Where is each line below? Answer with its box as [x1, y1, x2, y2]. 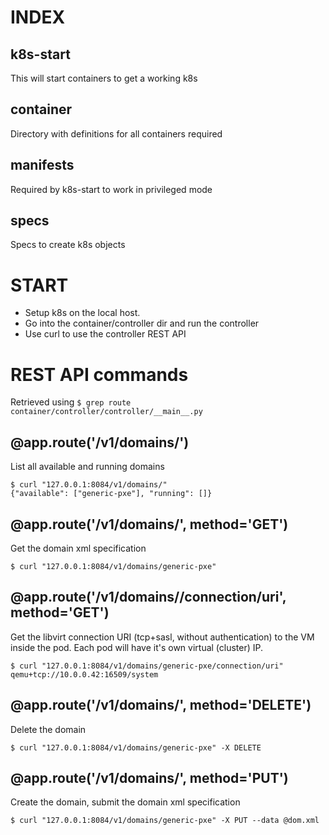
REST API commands [10, 363, 189, 386]
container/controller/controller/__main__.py [10, 407, 203, 417]
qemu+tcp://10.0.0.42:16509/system [10, 669, 159, 680]
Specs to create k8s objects [10, 239, 126, 251]
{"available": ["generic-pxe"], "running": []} [10, 489, 213, 499]
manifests [10, 157, 75, 174]
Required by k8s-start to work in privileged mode [10, 183, 213, 195]
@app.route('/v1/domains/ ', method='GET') [10, 516, 289, 533]
